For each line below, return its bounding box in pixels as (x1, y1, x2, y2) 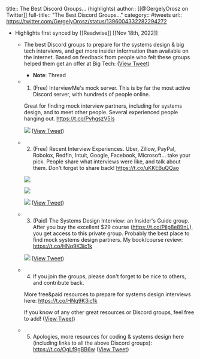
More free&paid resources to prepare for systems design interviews (23, 291, 192, 298)
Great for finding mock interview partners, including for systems (23, 102, 183, 109)
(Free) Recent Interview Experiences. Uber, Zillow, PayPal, (32, 145, 176, 152)
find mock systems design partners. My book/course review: (32, 236, 183, 243)
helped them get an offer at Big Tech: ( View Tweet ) (23, 60, 150, 67)
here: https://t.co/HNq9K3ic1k (23, 297, 98, 304)
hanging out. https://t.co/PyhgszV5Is (23, 115, 115, 122)
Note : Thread (32, 72, 66, 78)
